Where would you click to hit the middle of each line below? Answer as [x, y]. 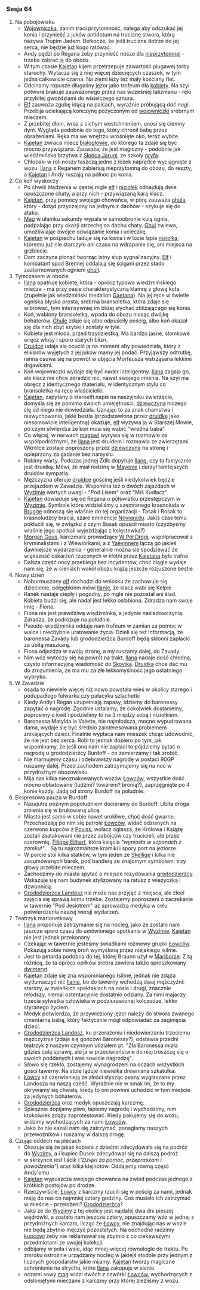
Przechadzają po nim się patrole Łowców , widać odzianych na [100, 823]
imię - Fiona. [39, 607]
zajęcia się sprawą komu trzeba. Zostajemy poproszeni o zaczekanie [108, 899]
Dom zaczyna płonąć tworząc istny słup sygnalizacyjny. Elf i [98, 257]
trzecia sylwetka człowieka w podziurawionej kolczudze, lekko [101, 1001]
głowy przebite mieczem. [55, 868]
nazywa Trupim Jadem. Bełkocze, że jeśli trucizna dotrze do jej [101, 41]
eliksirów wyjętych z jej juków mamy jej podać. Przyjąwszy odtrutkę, [108, 352]
